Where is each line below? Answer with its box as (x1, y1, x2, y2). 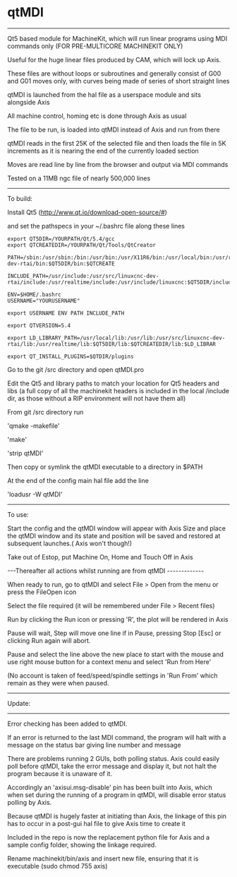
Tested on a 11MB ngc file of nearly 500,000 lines (7, 174, 151, 182)
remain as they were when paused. (7, 678, 109, 687)
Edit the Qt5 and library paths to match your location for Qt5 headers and (7, 379, 220, 388)
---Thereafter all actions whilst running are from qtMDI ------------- (7, 567, 205, 575)
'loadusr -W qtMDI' (7, 489, 63, 499)
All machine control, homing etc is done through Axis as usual (7, 111, 187, 120)
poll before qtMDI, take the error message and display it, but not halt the (7, 762, 217, 770)
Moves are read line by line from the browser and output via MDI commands (7, 160, 229, 168)
